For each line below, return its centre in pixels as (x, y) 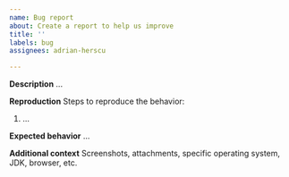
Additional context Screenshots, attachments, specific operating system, (144, 154)
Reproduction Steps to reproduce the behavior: (97, 101)
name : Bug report (42, 17)
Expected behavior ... (50, 136)
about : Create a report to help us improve (92, 26)
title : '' (28, 34)
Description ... (36, 84)
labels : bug (31, 42)
